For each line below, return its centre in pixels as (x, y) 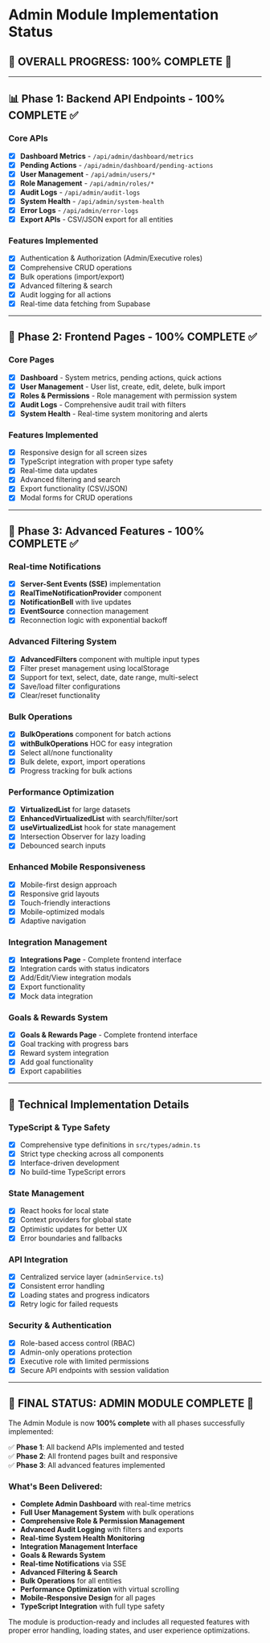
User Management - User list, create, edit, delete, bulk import (123, 386)
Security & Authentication (60, 1326)
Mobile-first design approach (68, 885)
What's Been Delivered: (55, 1486)
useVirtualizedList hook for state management (98, 828)
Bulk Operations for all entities (71, 1580)
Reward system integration (64, 1053)
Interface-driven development (70, 1163)
